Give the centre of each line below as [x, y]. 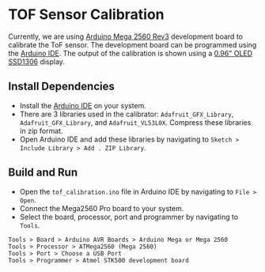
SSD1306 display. [37, 62]
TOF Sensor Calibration [86, 15]
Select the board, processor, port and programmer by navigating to [129, 217]
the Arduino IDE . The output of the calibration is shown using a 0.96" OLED [131, 53]
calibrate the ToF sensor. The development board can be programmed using [132, 44]
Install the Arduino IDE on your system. [83, 105]
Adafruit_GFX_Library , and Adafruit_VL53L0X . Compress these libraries [135, 122]
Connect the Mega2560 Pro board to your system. [102, 208]
